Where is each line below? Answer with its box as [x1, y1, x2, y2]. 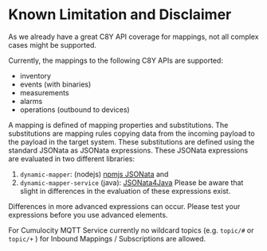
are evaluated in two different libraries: [8, 153, 135, 164]
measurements [19, 87, 69, 97]
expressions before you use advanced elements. [8, 210, 168, 219]
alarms [19, 96, 43, 106]
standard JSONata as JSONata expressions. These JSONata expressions [8, 145, 249, 155]
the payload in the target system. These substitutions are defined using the [8, 137, 255, 146]
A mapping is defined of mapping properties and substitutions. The [8, 120, 229, 129]
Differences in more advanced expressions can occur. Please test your [8, 201, 241, 211]
